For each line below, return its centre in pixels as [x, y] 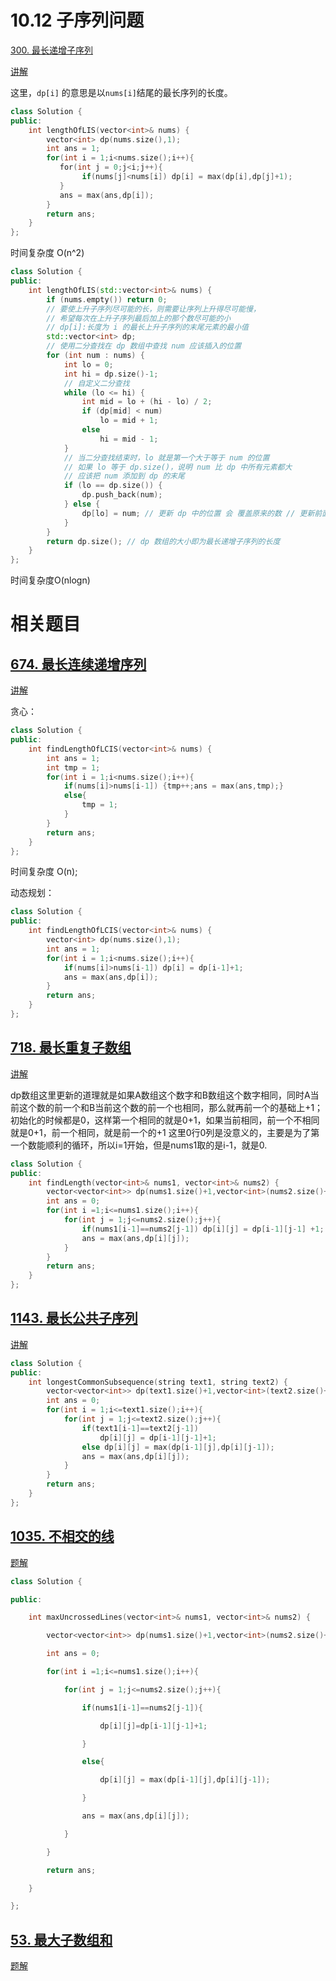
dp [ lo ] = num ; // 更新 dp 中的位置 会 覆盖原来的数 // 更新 [198, 513]
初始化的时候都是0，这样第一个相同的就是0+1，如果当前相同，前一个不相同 [165, 1120]
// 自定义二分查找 [96, 383]
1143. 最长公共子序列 [74, 1318]
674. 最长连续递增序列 [78, 664]
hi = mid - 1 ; [129, 439]
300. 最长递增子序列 [51, 50]
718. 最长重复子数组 [71, 1047]
